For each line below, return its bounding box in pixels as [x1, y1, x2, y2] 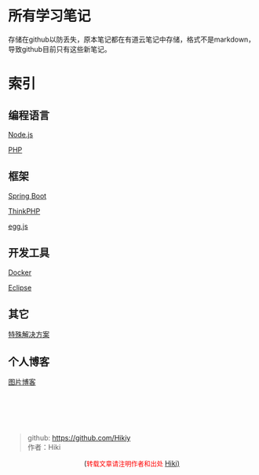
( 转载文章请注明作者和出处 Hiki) [83, 459, 181, 468]
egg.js [8, 221, 29, 231]
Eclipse [8, 283, 32, 292]
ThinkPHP [8, 206, 41, 216]
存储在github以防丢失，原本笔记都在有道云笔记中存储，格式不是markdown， [8, 35, 256, 44]
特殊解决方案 [8, 330, 49, 339]
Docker [8, 268, 32, 277]
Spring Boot [8, 191, 47, 200]
